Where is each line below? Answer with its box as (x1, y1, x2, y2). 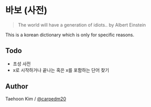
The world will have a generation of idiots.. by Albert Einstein (17, 21, 146, 28)
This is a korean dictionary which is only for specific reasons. (5, 32, 135, 38)
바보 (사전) (5, 5, 48, 16)
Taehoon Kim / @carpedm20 (5, 95, 67, 102)
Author (5, 82, 28, 91)
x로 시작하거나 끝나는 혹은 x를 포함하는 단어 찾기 (12, 67, 110, 73)
